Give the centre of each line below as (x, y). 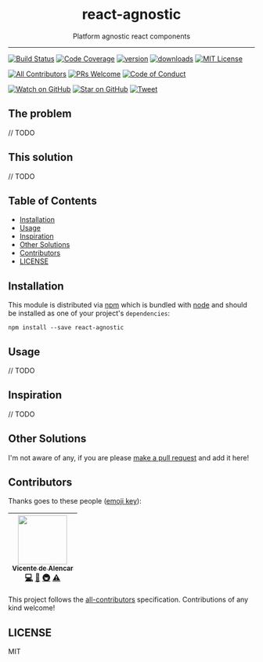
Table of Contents (53, 200)
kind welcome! (32, 608)
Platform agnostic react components (131, 36)
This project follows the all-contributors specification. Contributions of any (128, 600)
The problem (40, 114)
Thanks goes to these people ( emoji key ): (75, 501)
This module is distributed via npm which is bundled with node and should (128, 305)
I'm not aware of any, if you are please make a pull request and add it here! (128, 457)
